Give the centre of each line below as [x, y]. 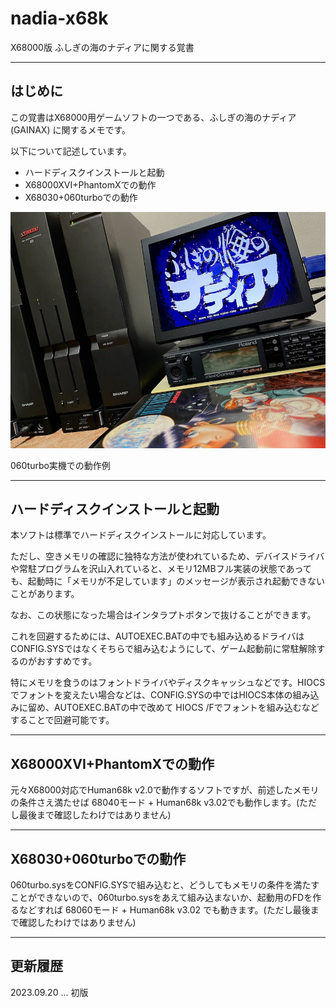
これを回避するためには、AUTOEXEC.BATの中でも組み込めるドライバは [157, 636]
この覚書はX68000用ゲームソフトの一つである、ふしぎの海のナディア [153, 117]
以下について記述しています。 [71, 151]
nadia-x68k [59, 18]
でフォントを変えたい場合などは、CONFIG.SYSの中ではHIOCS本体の [151, 695]
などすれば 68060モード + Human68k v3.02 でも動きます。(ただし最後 [164, 910]
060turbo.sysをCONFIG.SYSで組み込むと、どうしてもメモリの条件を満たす [165, 885]
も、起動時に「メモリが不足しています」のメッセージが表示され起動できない [167, 581]
